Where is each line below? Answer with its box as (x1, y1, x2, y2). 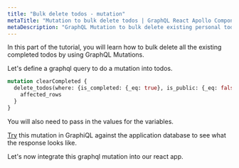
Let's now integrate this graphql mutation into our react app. (7, 152, 184, 160)
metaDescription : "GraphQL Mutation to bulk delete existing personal (7, 23, 221, 30)
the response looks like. (7, 138, 77, 147)
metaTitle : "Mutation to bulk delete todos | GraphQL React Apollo (7, 17, 212, 24)
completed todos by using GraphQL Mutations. (7, 50, 144, 59)
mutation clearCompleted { (7, 78, 87, 85)
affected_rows (20, 91, 62, 99)
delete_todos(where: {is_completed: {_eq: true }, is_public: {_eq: (14, 84, 218, 92)
